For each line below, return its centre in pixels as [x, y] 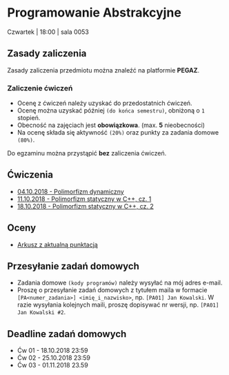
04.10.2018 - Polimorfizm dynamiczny [70, 191]
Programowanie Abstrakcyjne [94, 13]
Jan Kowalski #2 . [41, 312]
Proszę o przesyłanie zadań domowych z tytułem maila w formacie [112, 290]
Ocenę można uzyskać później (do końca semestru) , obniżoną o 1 [111, 110]
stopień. [29, 118]
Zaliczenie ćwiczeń [40, 88]
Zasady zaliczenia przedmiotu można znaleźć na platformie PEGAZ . [103, 70]
